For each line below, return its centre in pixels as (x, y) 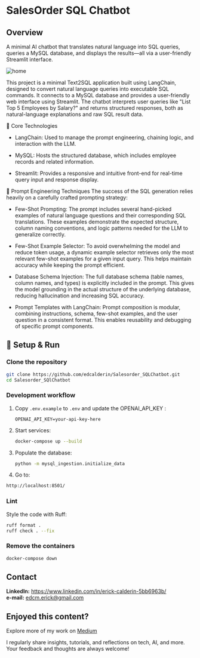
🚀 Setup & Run (33, 345)
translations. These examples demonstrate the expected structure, (97, 222)
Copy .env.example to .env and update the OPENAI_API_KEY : (90, 408)
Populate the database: (43, 453)
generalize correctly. (40, 234)
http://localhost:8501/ (36, 486)
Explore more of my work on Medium (52, 631)
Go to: (22, 475)
